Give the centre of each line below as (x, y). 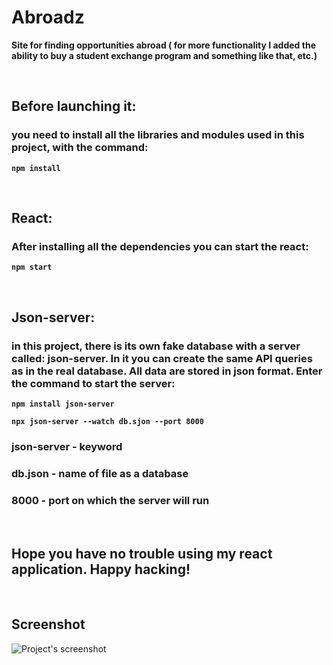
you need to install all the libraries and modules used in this (158, 135)
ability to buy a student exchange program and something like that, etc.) (164, 55)
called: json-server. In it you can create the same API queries (162, 358)
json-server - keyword (67, 446)
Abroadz (48, 17)
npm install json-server (63, 404)
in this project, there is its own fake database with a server (156, 346)
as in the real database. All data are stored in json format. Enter (167, 371)
